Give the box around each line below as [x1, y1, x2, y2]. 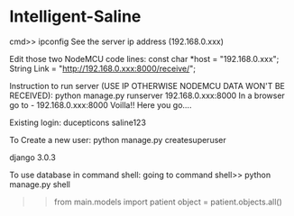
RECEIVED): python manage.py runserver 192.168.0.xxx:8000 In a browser [9, 90, 286, 101]
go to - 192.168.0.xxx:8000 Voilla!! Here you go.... [9, 99, 192, 110]
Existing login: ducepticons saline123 [9, 117, 147, 128]
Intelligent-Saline [9, 6, 142, 27]
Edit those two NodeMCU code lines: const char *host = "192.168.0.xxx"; [9, 53, 280, 64]
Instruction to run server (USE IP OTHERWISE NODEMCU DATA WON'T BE [9, 80, 286, 91]
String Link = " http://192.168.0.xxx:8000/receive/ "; [9, 63, 197, 74]
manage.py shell [9, 178, 70, 190]
